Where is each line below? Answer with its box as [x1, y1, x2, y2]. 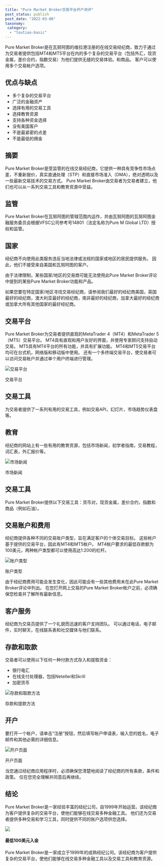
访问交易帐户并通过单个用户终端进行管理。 [9, 355, 95, 362]
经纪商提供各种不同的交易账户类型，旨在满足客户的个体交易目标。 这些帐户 [5, 535, 157, 541]
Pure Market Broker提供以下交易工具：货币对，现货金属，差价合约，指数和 [5, 499, 156, 505]
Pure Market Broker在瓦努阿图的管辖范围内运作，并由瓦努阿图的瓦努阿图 [5, 214, 152, 220]
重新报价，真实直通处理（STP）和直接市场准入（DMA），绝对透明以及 [18, 171, 159, 177]
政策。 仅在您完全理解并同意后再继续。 [5, 774, 84, 780]
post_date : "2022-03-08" [5, 16, 56, 21]
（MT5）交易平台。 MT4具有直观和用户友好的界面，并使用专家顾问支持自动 [5, 337, 158, 343]
